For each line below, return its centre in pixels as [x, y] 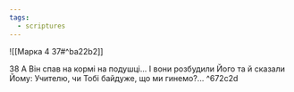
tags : [19, 17]
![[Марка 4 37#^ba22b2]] [56, 51]
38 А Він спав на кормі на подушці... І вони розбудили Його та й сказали [147, 69]
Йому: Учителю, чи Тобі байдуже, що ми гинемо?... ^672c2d [124, 78]
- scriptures [42, 26]
